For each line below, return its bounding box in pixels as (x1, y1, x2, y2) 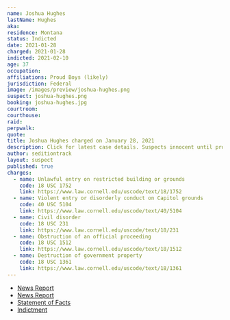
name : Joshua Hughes (7, 10, 66, 17)
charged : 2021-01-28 (7, 49, 66, 56)
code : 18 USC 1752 (19, 182, 72, 189)
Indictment (16, 306, 48, 314)
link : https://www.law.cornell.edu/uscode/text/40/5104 (19, 208, 183, 214)
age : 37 (7, 61, 29, 68)
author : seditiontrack (7, 150, 72, 158)
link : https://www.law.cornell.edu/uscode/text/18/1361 (19, 264, 183, 271)
